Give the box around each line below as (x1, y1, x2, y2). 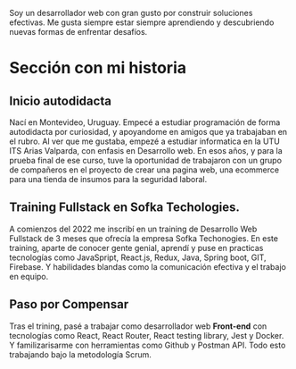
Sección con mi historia (9, 58, 187, 79)
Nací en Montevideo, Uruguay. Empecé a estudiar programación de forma (9, 117, 281, 128)
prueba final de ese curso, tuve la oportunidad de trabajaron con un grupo (9, 155, 283, 165)
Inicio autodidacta (9, 93, 111, 108)
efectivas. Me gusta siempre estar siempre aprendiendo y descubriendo (9, 17, 275, 28)
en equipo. (9, 271, 49, 281)
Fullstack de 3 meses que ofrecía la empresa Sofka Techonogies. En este (9, 232, 279, 244)
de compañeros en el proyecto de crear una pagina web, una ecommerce (9, 164, 279, 175)
